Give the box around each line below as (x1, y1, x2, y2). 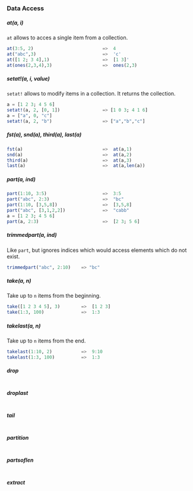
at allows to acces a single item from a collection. (7, 34, 128, 41)
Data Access (7, 4, 44, 13)
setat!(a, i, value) (7, 75, 50, 82)
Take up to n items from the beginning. (7, 292, 101, 299)
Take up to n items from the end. (7, 337, 86, 344)
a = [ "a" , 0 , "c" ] (7, 113, 52, 119)
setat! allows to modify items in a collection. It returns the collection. (7, 90, 176, 97)
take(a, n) (7, 277, 31, 284)
